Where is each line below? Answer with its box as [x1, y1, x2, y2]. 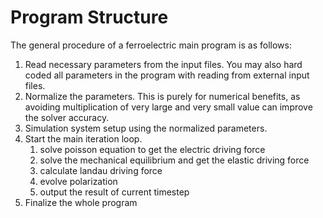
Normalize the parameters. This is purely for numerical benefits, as [24, 90, 301, 102]
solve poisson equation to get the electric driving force [39, 143, 266, 155]
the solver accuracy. [24, 111, 110, 123]
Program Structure [10, 6, 169, 29]
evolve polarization [39, 175, 118, 187]
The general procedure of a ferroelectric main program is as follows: [10, 39, 292, 51]
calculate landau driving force [39, 164, 163, 176]
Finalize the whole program [24, 196, 138, 208]
